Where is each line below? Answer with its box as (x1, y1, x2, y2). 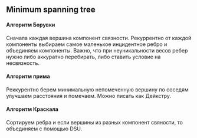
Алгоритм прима (6, 73, 50, 80)
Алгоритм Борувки (6, 21, 55, 28)
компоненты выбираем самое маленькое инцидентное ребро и (6, 41, 168, 48)
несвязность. (6, 59, 40, 67)
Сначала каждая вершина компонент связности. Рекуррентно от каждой (6, 34, 192, 41)
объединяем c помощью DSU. (6, 125, 83, 132)
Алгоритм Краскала (6, 106, 59, 113)
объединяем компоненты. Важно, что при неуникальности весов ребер (6, 47, 188, 54)
